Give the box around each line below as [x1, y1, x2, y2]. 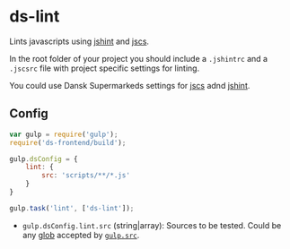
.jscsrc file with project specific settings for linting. [9, 63, 200, 73]
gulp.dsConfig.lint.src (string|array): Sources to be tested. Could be [22, 219, 282, 230]
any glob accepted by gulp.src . [22, 229, 140, 240]
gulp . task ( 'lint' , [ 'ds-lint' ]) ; [9, 203, 135, 212]
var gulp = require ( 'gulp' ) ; [9, 130, 119, 139]
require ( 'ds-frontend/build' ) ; [9, 138, 127, 147]
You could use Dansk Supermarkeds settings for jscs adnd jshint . [9, 80, 250, 90]
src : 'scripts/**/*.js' [41, 171, 130, 180]
